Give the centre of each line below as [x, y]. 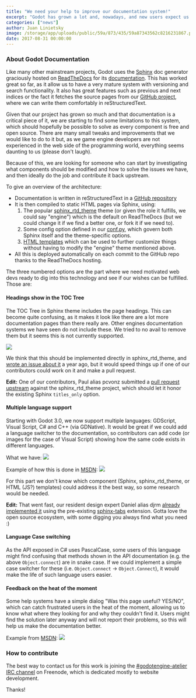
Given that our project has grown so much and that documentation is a [91, 114]
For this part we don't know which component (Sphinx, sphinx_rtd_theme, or [98, 481]
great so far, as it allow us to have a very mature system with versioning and [97, 84]
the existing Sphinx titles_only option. [53, 394]
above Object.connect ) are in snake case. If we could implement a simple [94, 562]
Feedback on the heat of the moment [52, 588]
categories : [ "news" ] [32, 22]
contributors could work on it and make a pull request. [71, 370]
